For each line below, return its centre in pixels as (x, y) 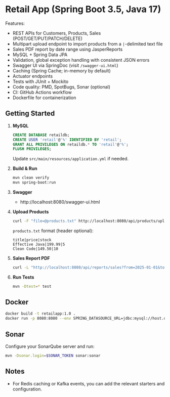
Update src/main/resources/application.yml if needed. (71, 159)
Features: (15, 23)
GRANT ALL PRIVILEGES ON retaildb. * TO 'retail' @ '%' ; (71, 144)
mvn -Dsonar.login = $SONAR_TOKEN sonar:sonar (53, 356)
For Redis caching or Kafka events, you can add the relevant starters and (89, 383)
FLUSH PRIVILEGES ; (32, 149)
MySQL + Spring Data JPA (40, 55)
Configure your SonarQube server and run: (50, 346)
